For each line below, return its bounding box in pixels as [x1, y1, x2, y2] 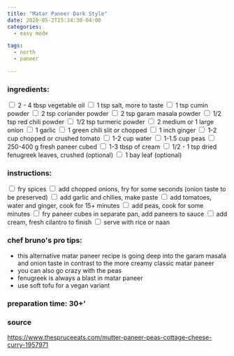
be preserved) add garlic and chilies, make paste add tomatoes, [7, 193, 212, 202]
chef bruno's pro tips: [7, 235, 82, 245]
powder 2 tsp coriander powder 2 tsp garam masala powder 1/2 [7, 110, 221, 118]
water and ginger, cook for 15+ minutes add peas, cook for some [7, 202, 204, 210]
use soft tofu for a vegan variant [17, 281, 110, 290]
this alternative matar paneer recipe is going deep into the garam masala [17, 251, 227, 260]
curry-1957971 [7, 340, 49, 349]
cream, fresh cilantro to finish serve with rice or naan [7, 218, 170, 227]
